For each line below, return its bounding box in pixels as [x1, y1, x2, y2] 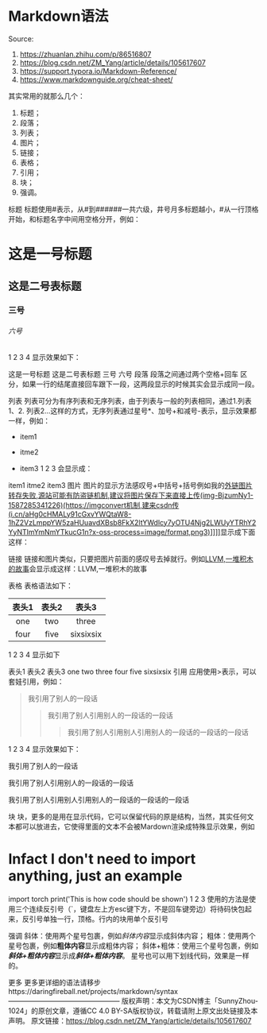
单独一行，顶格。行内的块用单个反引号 [42, 914, 168, 923]
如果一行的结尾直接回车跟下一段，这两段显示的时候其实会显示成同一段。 [21, 379, 259, 389]
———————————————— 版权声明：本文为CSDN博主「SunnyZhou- [8, 996, 258, 1005]
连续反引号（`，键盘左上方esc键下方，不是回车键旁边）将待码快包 [29, 903, 246, 914]
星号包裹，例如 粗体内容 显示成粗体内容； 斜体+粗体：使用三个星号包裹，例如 [8, 941, 259, 950]
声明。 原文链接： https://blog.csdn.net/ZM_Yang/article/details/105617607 [8, 1016, 252, 1025]
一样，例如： [8, 416, 50, 425]
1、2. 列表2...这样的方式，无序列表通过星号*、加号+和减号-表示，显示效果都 [8, 406, 257, 416]
